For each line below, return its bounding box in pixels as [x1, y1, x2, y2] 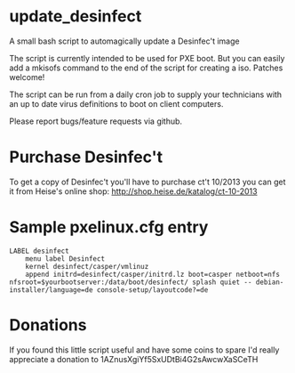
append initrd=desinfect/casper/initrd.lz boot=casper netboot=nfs [25, 270, 280, 279]
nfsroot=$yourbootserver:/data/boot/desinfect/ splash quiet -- [9, 278, 252, 287]
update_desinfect [9, 6, 142, 27]
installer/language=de [9, 285, 93, 295]
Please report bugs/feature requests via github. [9, 116, 183, 126]
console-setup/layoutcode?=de [96, 285, 209, 295]
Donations [9, 315, 87, 335]
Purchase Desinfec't [9, 147, 163, 167]
